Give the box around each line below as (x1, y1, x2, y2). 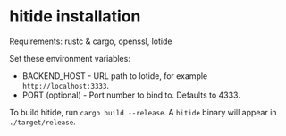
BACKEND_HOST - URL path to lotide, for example (21, 70, 208, 81)
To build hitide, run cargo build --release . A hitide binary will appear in (9, 106, 277, 117)
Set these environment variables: (9, 53, 131, 64)
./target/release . (9, 116, 76, 127)
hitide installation (9, 6, 141, 27)
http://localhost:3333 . (21, 80, 110, 90)
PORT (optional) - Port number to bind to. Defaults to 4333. (21, 89, 241, 100)
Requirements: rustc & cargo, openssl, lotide (9, 36, 172, 47)
